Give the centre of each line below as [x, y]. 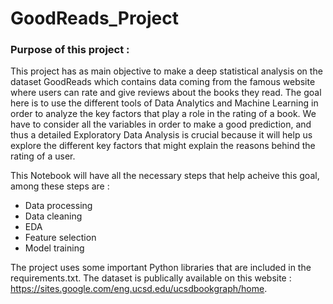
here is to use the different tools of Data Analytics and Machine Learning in [164, 103]
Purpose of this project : [70, 50]
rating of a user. [43, 156]
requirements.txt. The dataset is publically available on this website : [151, 278]
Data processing [58, 206]
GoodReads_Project [94, 18]
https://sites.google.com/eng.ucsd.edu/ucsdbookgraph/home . [139, 289]
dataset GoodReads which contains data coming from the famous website [163, 82]
